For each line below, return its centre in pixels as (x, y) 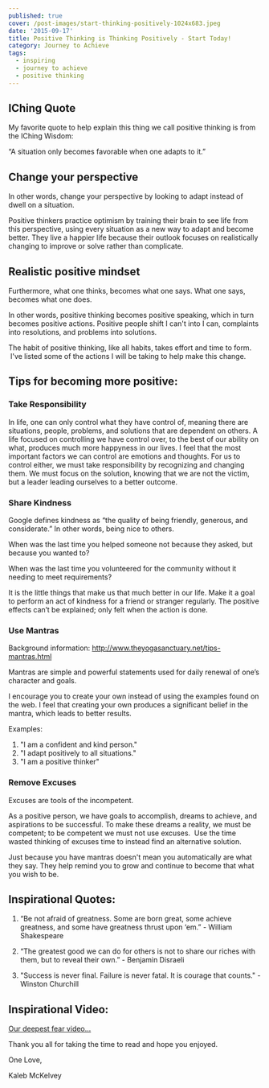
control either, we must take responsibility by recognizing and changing (126, 464)
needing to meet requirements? (60, 577)
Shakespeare (42, 936)
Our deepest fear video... (50, 1029)
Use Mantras (34, 630)
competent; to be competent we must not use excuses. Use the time (122, 833)
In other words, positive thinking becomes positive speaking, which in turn (131, 315)
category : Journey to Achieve (59, 46)
